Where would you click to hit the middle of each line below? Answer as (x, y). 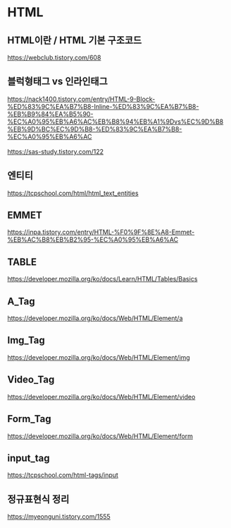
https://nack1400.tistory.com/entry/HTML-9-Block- (81, 99)
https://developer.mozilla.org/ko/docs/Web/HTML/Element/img (99, 357)
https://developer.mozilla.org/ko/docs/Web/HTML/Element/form (100, 436)
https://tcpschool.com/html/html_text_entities (73, 193)
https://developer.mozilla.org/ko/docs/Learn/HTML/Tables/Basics (102, 279)
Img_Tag (26, 340)
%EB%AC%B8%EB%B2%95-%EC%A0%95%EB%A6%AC (93, 240)
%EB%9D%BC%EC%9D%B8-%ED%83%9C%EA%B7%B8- (95, 129)
